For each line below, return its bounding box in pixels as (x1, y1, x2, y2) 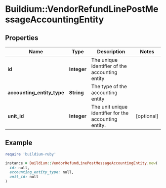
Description (97, 48, 125, 55)
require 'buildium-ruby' (5, 151, 56, 156)
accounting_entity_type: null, (9, 170, 74, 175)
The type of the (91, 83, 127, 90)
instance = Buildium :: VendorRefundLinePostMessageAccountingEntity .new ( (5, 160, 158, 166)
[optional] (135, 113, 159, 119)
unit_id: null (9, 174, 39, 180)
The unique (91, 57, 118, 63)
